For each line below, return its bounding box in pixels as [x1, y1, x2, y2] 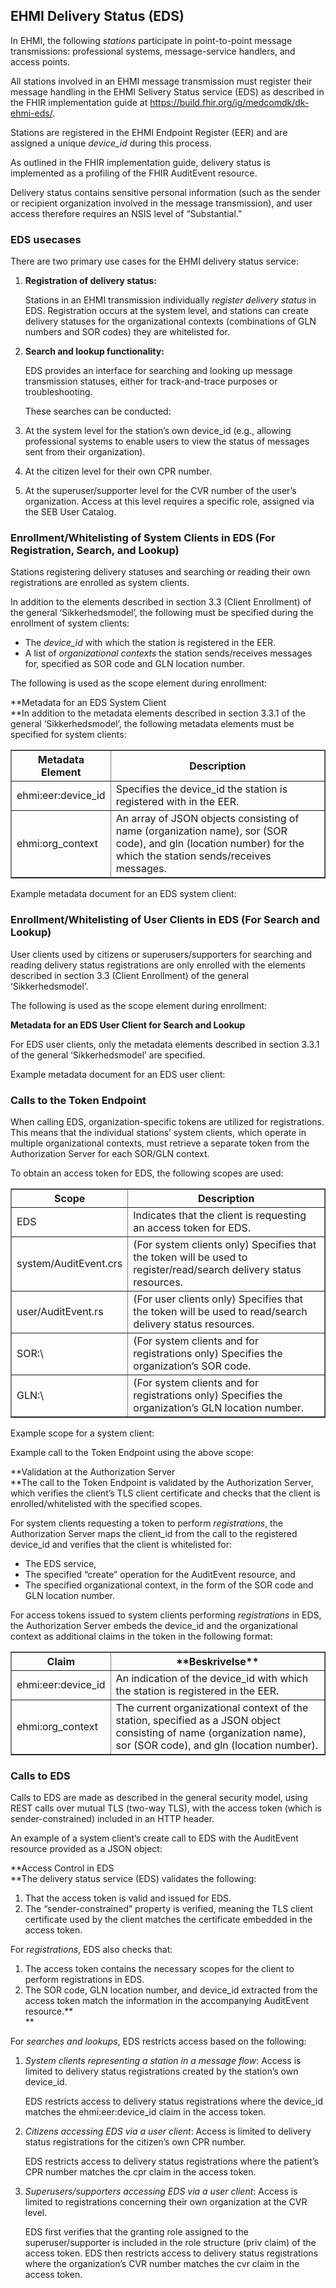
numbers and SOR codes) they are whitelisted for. [24, 326, 230, 338]
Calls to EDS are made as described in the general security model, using [10, 1792, 308, 1804]
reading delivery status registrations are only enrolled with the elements [10, 959, 306, 971]
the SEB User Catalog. [24, 506, 117, 518]
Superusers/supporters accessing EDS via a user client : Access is [24, 2185, 298, 2198]
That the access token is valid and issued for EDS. [24, 1892, 232, 1904]
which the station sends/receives [115, 849, 272, 863]
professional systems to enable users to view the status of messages [24, 435, 310, 448]
